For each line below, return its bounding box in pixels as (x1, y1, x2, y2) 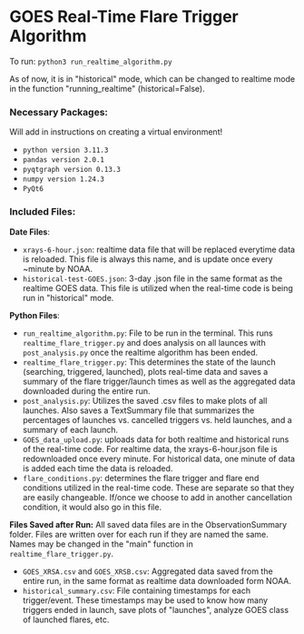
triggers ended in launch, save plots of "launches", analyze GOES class (22, 604, 289, 615)
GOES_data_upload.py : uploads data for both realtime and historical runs (22, 434, 289, 445)
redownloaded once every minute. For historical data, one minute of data (22, 453, 296, 464)
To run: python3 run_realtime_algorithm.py (9, 55, 172, 66)
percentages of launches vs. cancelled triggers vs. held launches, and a (22, 414, 292, 425)
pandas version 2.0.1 (22, 156, 104, 165)
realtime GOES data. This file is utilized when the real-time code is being (22, 282, 293, 293)
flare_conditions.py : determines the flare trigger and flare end (22, 472, 260, 483)
